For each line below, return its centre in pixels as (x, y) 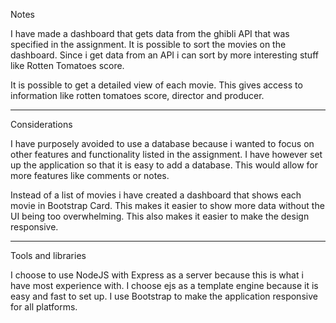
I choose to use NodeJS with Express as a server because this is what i (157, 275)
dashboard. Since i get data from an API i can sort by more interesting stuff (164, 55)
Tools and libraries (48, 255)
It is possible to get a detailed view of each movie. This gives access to (156, 85)
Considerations (41, 124)
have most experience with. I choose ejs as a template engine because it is (164, 285)
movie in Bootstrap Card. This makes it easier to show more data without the (167, 205)
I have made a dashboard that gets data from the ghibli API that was (150, 33)
